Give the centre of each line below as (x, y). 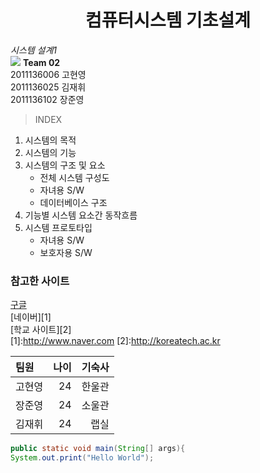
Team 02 (41, 62)
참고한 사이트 (40, 281)
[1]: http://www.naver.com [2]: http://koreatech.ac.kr (115, 341)
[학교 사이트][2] (41, 330)
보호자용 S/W (66, 252)
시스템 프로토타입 (58, 227)
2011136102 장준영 (47, 99)
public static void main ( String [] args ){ (98, 449)
